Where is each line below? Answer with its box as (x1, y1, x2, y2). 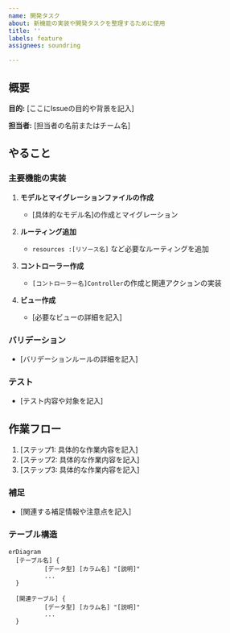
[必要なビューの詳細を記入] (31, 312, 122, 322)
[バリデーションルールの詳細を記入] (19, 354, 138, 363)
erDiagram (8, 548, 42, 556)
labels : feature (8, 34, 63, 43)
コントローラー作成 (19, 261, 84, 271)
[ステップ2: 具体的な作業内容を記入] (19, 455, 140, 465)
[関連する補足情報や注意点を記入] (19, 507, 132, 516)
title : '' (8, 27, 42, 35)
